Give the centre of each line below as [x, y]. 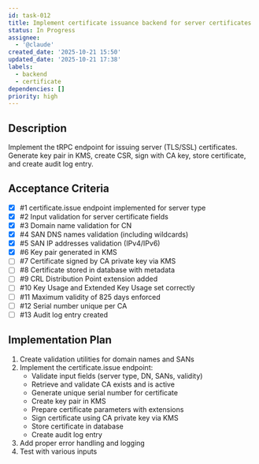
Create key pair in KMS [68, 401]
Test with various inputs [58, 451]
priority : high [33, 96]
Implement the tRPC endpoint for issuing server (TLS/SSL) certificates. [123, 148]
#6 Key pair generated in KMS [68, 253]
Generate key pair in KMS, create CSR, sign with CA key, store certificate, [127, 155]
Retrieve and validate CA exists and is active [103, 384]
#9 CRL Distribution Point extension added [89, 279]
